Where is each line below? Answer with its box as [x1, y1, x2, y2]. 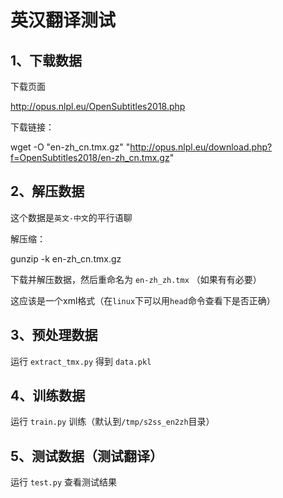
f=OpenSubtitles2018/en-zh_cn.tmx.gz [10, 152, 170, 163]
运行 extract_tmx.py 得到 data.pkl [10, 355, 152, 367]
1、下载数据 [10, 52, 83, 69]
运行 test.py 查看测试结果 [10, 476, 117, 488]
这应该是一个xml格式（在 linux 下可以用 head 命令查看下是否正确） [10, 294, 276, 306]
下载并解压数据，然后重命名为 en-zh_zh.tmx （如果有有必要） [10, 273, 262, 285]
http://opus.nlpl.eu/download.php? [129, 141, 273, 153]
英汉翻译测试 [10, 9, 117, 32]
